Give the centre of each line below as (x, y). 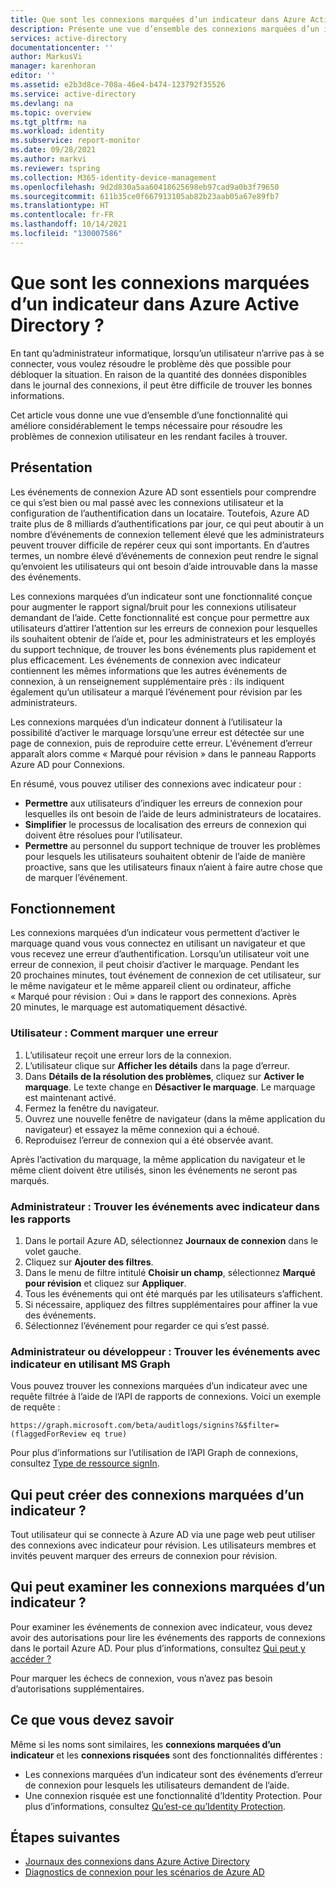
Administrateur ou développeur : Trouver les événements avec (165, 1351)
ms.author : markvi (48, 159)
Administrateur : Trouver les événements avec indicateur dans (165, 1206)
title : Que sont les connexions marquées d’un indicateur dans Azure (158, 19)
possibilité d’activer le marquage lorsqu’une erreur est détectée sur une (157, 732)
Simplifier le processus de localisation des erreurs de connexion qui (165, 824)
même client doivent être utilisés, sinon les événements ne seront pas (154, 1170)
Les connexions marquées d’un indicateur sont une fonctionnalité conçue (161, 596)
